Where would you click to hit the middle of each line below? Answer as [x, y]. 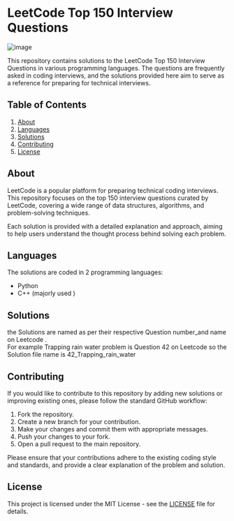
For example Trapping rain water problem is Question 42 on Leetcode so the [117, 347]
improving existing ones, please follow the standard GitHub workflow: [107, 401]
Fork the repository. [46, 414]
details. [18, 511]
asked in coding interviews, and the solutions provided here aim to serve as [116, 76]
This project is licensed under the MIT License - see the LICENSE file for [111, 504]
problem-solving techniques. [49, 213]
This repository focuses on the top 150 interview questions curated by [108, 198]
